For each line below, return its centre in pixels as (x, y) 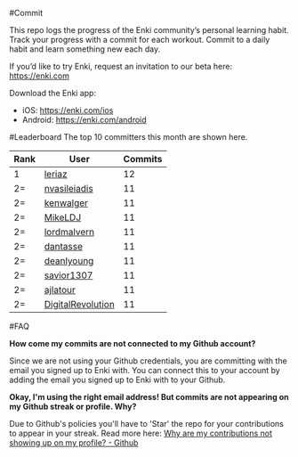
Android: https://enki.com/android (84, 120)
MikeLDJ (63, 217)
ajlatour (60, 290)
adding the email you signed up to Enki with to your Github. (117, 379)
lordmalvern (69, 232)
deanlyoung (69, 261)
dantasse (63, 246)
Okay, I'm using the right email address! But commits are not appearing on (149, 397)
